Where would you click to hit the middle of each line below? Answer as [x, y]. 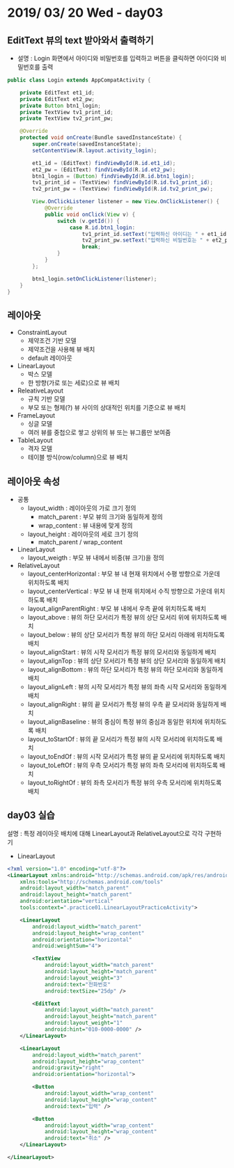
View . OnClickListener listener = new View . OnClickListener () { [126, 202]
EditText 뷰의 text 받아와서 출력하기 [81, 40]
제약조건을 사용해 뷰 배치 [61, 349]
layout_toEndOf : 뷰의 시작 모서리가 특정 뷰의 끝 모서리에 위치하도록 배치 [126, 756]
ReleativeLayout [40, 390]
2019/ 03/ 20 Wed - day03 [85, 13]
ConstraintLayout [42, 333]
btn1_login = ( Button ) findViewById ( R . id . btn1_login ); [114, 176]
